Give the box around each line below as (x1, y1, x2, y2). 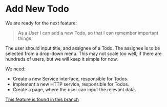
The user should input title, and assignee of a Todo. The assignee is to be (5, 45, 160, 51)
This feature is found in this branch (5, 96, 79, 102)
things (17, 35, 32, 41)
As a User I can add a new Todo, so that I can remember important (17, 30, 159, 36)
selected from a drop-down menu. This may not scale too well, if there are (5, 50, 162, 57)
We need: (5, 66, 26, 72)
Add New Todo (5, 3, 69, 15)
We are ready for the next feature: (5, 20, 77, 26)
